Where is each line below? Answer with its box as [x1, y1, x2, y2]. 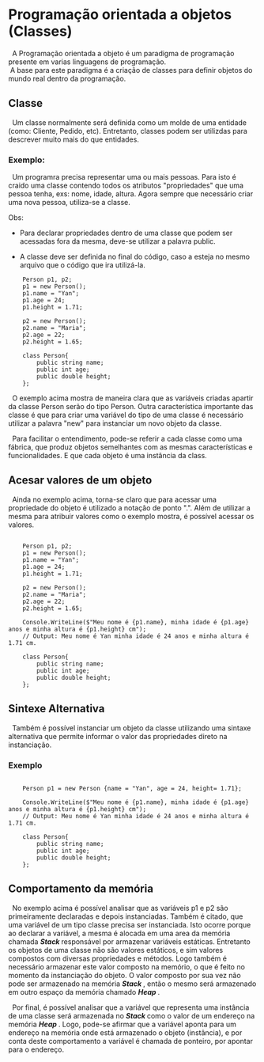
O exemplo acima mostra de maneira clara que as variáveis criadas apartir [11, 393, 254, 403]
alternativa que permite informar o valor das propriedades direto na [8, 731, 228, 741]
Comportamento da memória [8, 882, 154, 896]
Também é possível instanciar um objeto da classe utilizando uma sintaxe [11, 723, 251, 733]
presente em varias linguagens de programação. [8, 57, 167, 66]
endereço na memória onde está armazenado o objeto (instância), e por [8, 1027, 243, 1037]
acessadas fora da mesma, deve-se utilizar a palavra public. [19, 237, 216, 246]
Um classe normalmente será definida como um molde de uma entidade [11, 117, 247, 127]
